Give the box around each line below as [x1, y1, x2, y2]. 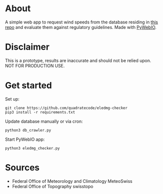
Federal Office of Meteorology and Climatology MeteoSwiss [12, 178, 133, 184]
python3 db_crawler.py [5, 128, 51, 132]
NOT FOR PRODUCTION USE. [5, 63, 65, 68]
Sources [5, 162, 40, 173]
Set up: [5, 96, 20, 102]
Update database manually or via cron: [5, 118, 83, 124]
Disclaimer [5, 42, 50, 53]
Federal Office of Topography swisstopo [12, 183, 94, 189]
